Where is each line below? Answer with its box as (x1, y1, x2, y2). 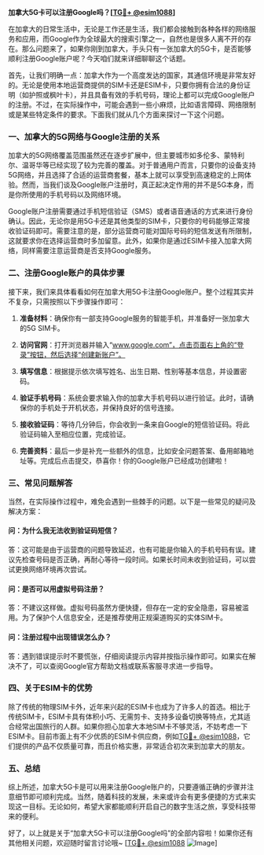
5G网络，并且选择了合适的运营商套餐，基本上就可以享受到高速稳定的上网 (8, 171, 245, 180)
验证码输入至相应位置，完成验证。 (19, 429, 130, 439)
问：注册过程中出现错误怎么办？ (8, 632, 112, 641)
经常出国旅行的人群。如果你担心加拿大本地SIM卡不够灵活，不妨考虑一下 (14, 721, 248, 731)
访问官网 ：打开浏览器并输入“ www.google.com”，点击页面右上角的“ (19, 339, 237, 349)
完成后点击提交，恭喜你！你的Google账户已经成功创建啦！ (40, 456, 229, 465)
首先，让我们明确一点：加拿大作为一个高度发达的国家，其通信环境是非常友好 (8, 71, 256, 79)
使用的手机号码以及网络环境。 (28, 190, 126, 200)
